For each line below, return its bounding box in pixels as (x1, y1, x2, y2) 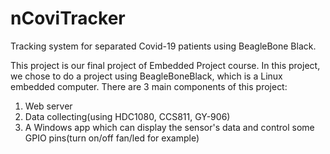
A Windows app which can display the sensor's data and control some (24, 121, 315, 133)
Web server (24, 100, 73, 112)
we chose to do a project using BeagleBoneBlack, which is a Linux (10, 70, 283, 82)
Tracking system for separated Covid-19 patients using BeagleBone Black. (10, 40, 317, 52)
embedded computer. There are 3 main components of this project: (10, 80, 288, 92)
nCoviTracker (10, 7, 126, 30)
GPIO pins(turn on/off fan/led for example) (24, 132, 200, 144)
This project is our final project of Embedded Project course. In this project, (10, 59, 321, 71)
